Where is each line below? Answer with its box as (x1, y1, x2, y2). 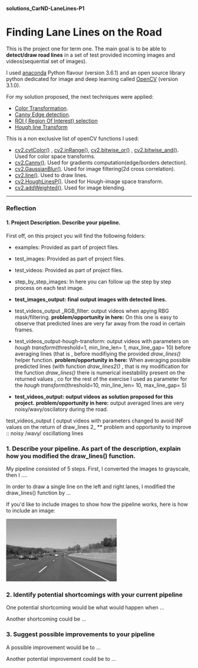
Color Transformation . (14, 104, 68, 112)
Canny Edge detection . (14, 111, 71, 118)
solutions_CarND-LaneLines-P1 (6, 5, 85, 12)
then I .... (6, 471, 28, 479)
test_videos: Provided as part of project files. (14, 266, 123, 273)
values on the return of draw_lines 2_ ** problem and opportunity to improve (6, 423, 192, 430)
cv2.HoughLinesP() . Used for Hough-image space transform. (14, 178, 163, 185)
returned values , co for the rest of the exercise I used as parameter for (14, 375, 187, 382)
